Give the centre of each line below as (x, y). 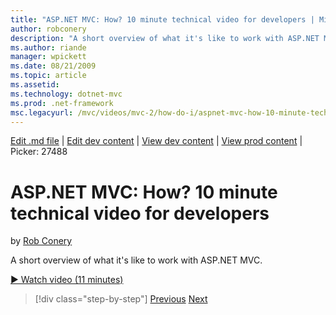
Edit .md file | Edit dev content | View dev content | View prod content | (156, 141)
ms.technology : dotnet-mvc (66, 94)
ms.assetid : (35, 85)
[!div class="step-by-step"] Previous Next (121, 299)
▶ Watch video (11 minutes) (67, 280)
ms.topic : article (48, 76)
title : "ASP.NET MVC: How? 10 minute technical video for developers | (162, 19)
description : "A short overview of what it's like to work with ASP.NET (165, 38)
